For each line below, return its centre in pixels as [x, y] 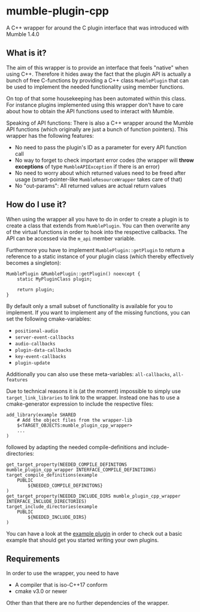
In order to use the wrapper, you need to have [63, 573]
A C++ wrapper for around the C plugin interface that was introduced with [98, 28]
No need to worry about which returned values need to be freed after [100, 173]
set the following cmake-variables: [49, 319]
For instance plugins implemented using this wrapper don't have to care [95, 105]
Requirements [33, 559]
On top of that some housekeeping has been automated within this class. [96, 98]
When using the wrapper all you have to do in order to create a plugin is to [98, 219]
